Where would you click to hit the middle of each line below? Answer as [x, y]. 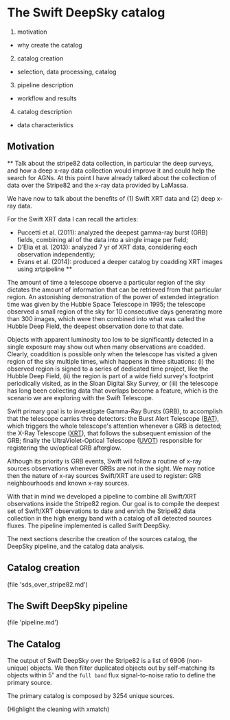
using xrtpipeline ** [45, 269]
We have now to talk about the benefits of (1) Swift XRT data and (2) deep [111, 198]
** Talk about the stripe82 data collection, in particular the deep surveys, [110, 163]
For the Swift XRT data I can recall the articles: [73, 219]
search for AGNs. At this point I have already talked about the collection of [112, 177]
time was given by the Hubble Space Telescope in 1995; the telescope [106, 304]
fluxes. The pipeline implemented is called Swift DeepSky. [89, 525]
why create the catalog [49, 45]
